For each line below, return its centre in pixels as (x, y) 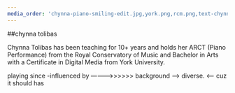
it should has (26, 83)
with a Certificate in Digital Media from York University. (86, 62)
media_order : (26, 14)
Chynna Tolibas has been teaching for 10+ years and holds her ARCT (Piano (116, 47)
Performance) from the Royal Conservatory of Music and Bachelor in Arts (113, 55)
